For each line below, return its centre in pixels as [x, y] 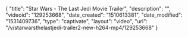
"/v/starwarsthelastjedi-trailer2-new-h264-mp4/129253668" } [82, 27]
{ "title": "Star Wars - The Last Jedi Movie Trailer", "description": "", [88, 9]
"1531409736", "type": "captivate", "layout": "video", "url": [77, 21]
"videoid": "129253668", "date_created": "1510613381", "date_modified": [94, 15]
